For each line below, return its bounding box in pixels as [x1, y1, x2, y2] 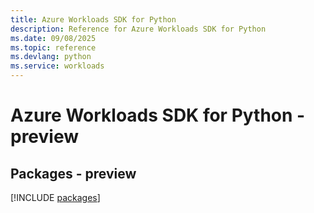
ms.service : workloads [10, 61, 105, 71]
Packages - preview [10, 165, 137, 182]
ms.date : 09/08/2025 [10, 33, 97, 43]
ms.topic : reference [10, 42, 97, 53]
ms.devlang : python [10, 52, 92, 62]
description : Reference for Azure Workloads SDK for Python [10, 24, 267, 34]
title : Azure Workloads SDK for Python [10, 14, 177, 25]
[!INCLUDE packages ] [10, 192, 101, 203]
